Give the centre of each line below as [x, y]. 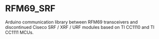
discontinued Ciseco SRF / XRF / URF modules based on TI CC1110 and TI [80, 27]
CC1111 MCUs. [19, 32]
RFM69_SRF [30, 9]
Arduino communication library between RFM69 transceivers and [72, 22]
